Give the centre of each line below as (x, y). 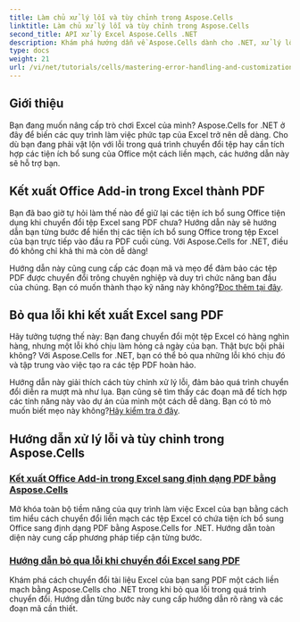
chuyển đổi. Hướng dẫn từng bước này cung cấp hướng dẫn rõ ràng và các (146, 599)
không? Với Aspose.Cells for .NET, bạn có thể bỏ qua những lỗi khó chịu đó (147, 356)
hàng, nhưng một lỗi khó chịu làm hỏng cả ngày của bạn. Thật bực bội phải (147, 346)
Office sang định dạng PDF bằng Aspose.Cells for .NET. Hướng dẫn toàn (142, 528)
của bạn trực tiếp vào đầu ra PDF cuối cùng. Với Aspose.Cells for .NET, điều (149, 241)
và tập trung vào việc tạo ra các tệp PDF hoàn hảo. (103, 365)
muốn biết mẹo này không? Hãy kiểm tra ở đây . (95, 411)
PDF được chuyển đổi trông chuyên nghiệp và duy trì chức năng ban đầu (143, 277)
